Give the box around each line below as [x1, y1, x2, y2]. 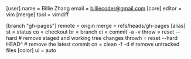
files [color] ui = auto [6, 47, 57, 54]
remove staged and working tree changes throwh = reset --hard [23, 35, 178, 41]
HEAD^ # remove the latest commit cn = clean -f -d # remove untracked [6, 40, 180, 47]
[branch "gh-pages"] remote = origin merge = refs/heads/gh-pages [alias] [6, 23, 186, 29]
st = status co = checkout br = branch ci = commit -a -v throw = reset [6, 28, 175, 35]
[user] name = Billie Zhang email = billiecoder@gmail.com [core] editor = [6, 5, 182, 12]
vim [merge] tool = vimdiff [6, 11, 69, 18]
